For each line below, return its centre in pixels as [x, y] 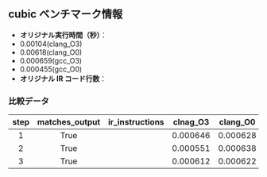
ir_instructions [136, 122]
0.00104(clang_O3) [51, 44]
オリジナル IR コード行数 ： [63, 79]
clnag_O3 [191, 122]
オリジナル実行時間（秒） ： [63, 35]
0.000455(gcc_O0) [51, 69]
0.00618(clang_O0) [51, 52]
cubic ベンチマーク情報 [66, 14]
